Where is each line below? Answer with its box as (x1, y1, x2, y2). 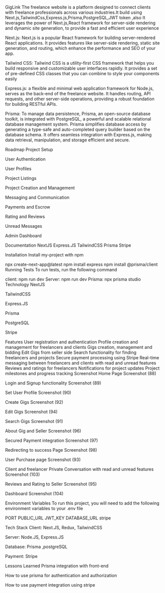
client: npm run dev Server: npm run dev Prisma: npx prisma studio (5, 276, 141, 282)
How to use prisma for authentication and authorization (5, 573, 117, 578)
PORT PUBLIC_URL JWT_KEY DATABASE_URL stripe (5, 515, 111, 521)
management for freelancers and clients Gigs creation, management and (5, 344, 153, 350)
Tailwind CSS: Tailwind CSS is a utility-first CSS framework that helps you (5, 60, 154, 66)
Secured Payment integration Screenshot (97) (5, 437, 99, 443)
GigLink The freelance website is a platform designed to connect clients (5, 4, 151, 10)
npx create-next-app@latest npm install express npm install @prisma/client (5, 261, 158, 267)
